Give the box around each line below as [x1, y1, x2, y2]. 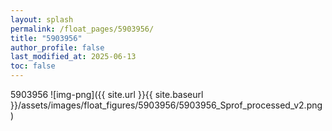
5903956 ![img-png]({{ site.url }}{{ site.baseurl [10, 89, 204, 100]
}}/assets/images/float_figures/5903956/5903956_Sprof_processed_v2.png [10, 99, 323, 111]
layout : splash [10, 14, 74, 25]
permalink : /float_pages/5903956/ [10, 24, 155, 34]
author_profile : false [10, 42, 105, 53]
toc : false [10, 61, 56, 71]
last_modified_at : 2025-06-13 [10, 52, 137, 62]
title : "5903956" [10, 33, 83, 43]
